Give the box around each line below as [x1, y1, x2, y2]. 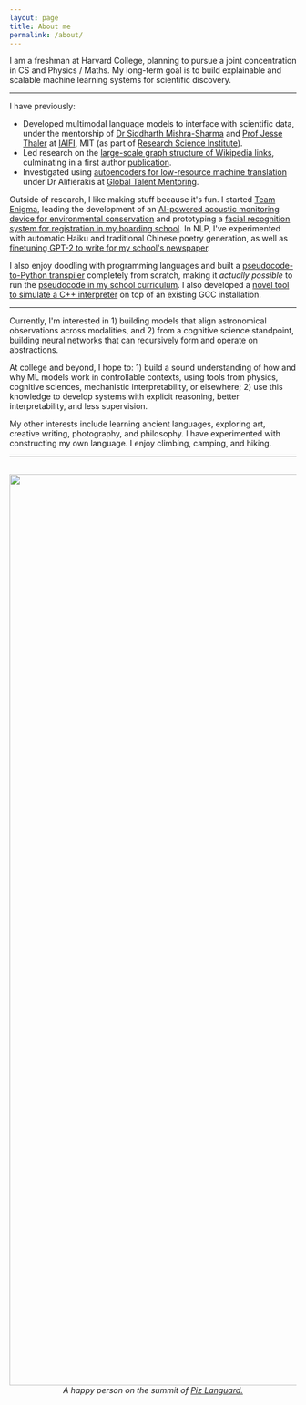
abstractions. [9, 344, 59, 355]
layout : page [9, 13, 59, 23]
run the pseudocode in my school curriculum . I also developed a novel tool [9, 280, 290, 291]
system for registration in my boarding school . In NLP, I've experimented [9, 223, 281, 234]
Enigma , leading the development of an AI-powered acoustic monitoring [9, 204, 280, 215]
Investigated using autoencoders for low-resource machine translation [22, 167, 287, 178]
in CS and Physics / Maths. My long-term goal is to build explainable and [9, 65, 282, 76]
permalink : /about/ [9, 30, 84, 39]
